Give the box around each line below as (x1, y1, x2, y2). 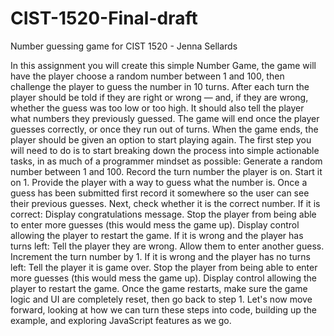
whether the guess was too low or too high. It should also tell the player (10, 102, 305, 114)
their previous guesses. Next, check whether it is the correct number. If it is (10, 197, 321, 209)
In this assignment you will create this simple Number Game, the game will (10, 59, 317, 71)
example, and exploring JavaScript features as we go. (10, 314, 232, 326)
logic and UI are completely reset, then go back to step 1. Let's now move (10, 293, 313, 305)
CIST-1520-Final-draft (10, 7, 198, 30)
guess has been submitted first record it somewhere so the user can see (10, 187, 310, 199)
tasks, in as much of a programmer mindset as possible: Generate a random (10, 155, 323, 167)
